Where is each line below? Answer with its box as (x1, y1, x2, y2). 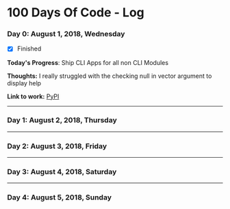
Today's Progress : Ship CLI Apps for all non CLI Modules (7, 58, 169, 66)
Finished (16, 44, 42, 53)
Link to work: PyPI (7, 92, 60, 100)
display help (7, 79, 42, 87)
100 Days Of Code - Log (7, 5, 145, 20)
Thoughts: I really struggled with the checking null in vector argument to (7, 72, 212, 80)
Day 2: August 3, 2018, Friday (7, 141, 107, 151)
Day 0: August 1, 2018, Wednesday (7, 29, 125, 39)
